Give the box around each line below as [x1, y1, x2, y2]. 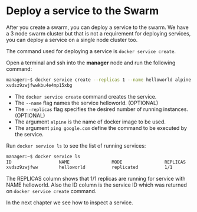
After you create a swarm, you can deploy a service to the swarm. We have [6, 24, 189, 31]
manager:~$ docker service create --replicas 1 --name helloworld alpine [6, 77, 192, 83]
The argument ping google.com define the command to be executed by [14, 124, 188, 131]
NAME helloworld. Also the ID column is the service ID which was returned [6, 181, 188, 188]
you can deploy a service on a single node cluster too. [6, 36, 138, 43]
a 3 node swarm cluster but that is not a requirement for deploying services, [6, 30, 191, 37]
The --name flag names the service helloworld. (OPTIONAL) [14, 99, 159, 106]
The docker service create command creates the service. [14, 93, 157, 100]
